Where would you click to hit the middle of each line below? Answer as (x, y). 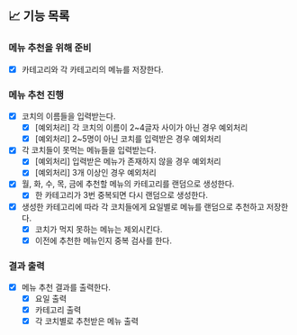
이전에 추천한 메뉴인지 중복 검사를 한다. (103, 240)
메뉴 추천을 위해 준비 (50, 48)
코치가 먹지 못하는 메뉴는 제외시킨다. (99, 229)
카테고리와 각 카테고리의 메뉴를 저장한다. (92, 69)
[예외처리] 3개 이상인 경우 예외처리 (95, 173)
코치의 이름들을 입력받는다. (68, 116)
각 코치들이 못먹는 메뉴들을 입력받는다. (89, 150)
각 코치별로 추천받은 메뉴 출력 (86, 321)
